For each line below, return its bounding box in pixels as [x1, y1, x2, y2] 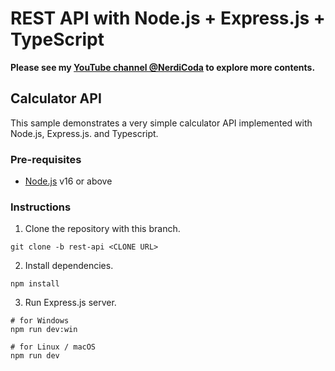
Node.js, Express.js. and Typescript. [10, 127, 159, 139]
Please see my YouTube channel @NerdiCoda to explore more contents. [10, 61, 316, 73]
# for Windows [10, 316, 70, 326]
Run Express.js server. [24, 297, 117, 309]
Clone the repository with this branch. [24, 223, 181, 235]
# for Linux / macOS [10, 342, 97, 352]
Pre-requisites [10, 152, 82, 166]
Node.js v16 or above [24, 175, 113, 187]
